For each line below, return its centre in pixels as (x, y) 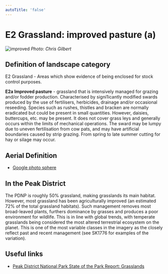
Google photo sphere (34, 168)
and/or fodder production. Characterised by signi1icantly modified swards (81, 97)
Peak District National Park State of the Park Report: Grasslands (78, 266)
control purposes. (24, 82)
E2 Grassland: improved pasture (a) (81, 34)
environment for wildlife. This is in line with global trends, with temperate (80, 217)
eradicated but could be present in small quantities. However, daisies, (77, 113)
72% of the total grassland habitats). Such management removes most (78, 206)
